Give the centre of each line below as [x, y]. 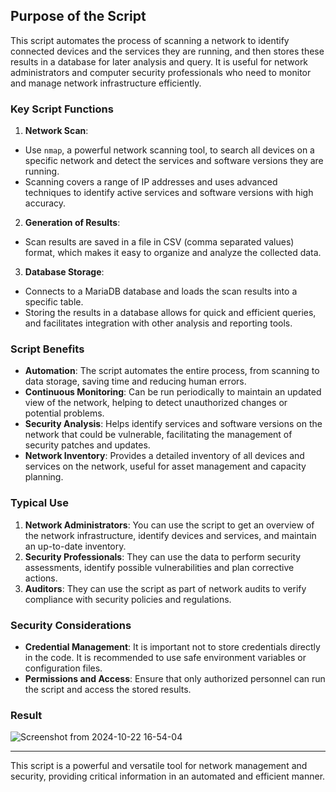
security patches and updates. [87, 445]
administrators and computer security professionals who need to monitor [161, 72]
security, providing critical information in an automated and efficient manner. [168, 776]
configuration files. [63, 668]
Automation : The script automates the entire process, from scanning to [172, 371]
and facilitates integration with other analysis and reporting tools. [158, 323]
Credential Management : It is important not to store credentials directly [172, 647]
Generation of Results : [72, 223]
